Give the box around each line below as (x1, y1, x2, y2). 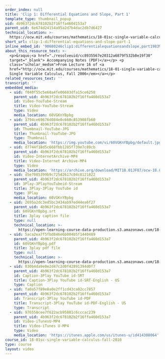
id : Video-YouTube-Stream (14, 99, 67, 104)
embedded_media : (5, 85, 38, 90)
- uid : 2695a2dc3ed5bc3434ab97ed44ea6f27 (9, 200, 96, 205)
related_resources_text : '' (5, 76, 63, 81)
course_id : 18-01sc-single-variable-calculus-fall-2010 (5, 337, 122, 342)
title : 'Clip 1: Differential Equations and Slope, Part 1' (5, 12, 131, 17)
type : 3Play (14, 190, 38, 195)
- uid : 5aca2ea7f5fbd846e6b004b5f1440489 (9, 232, 96, 237)
